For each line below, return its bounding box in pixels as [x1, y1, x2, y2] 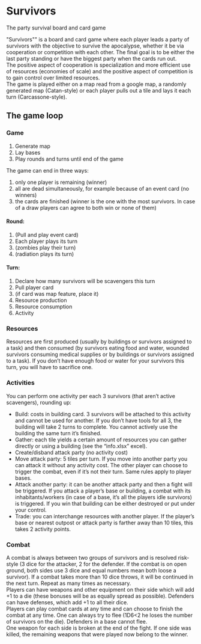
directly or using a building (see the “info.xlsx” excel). [14, 442, 148, 449]
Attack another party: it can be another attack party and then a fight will [14, 480, 193, 488]
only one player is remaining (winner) [14, 179, 107, 186]
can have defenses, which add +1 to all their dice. [6, 598, 128, 606]
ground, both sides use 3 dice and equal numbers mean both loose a [6, 566, 177, 574]
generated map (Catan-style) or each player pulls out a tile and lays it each [6, 87, 191, 94]
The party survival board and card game [6, 24, 106, 31]
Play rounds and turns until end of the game [14, 155, 124, 162]
